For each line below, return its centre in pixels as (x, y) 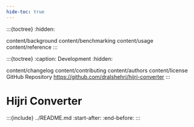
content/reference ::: (32, 47)
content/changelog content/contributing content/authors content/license (97, 70)
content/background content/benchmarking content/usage (80, 40)
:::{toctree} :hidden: (31, 29)
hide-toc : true (25, 12)
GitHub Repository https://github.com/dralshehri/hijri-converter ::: (89, 76)
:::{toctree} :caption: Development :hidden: (60, 58)
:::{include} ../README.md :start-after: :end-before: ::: (73, 117)
